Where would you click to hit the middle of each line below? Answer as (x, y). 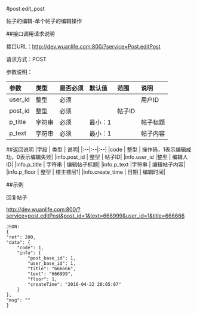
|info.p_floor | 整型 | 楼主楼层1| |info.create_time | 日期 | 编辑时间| (86, 172)
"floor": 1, (43, 279)
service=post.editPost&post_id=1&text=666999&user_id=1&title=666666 (96, 216)
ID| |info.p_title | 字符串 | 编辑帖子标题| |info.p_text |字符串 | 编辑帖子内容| (96, 164)
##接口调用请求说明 (30, 34)
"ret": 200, (21, 237)
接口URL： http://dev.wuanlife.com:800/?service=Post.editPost (83, 46)
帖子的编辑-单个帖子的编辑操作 (44, 21)
